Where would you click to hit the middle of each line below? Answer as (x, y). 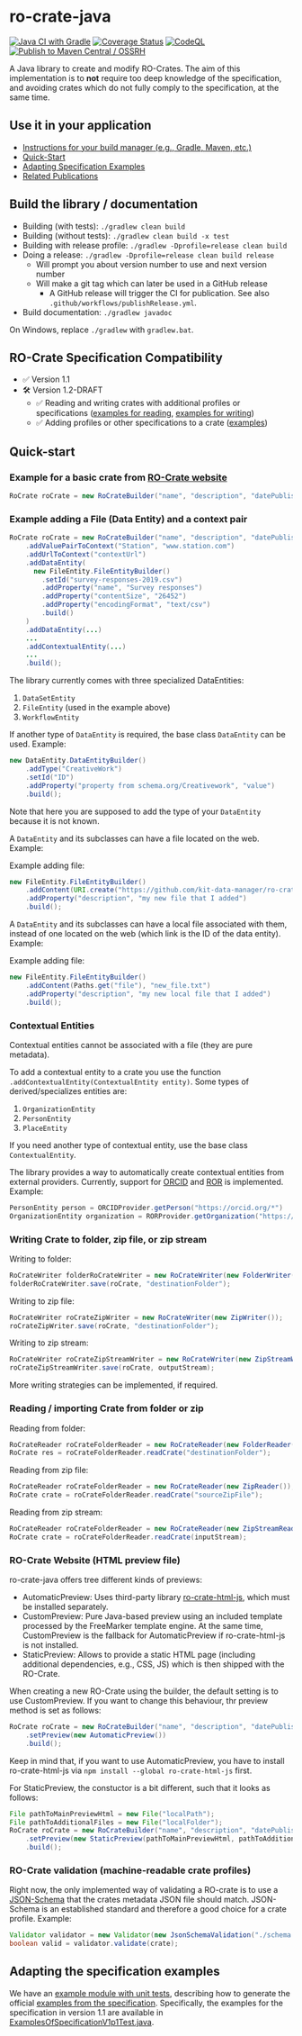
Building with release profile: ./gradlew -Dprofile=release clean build (155, 245)
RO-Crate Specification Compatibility (116, 357)
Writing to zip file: (42, 1301)
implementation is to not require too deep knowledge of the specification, (146, 77)
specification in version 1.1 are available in (86, 2012)
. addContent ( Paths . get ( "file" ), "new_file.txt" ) (118, 985)
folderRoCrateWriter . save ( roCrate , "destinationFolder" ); (120, 1284)
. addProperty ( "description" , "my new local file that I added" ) (148, 994)
